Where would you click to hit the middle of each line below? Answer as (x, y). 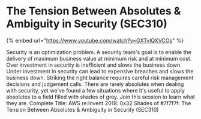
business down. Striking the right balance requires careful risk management (100, 78)
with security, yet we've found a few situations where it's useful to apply (95, 90)
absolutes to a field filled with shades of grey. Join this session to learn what (100, 97)
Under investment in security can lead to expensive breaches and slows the (100, 71)
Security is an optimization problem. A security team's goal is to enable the (99, 52)
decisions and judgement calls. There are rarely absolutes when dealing (95, 84)
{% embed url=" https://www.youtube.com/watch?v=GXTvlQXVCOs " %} (95, 40)
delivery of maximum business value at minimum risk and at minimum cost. (99, 58)
